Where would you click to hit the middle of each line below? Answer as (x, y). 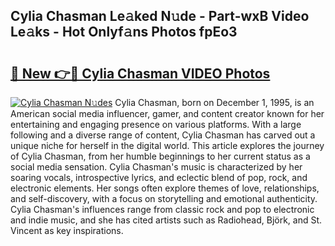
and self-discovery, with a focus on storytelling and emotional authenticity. (164, 198)
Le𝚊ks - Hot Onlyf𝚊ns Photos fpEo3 (124, 32)
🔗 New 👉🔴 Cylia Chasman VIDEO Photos (140, 73)
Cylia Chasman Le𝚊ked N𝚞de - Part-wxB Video (160, 16)
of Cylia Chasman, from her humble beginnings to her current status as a (160, 156)
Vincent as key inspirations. (67, 230)
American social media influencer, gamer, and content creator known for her (167, 113)
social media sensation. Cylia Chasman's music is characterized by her (156, 167)
